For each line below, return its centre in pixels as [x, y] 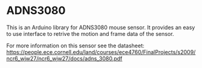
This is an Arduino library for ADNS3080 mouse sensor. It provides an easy [101, 27]
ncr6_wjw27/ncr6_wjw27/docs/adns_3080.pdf [64, 58]
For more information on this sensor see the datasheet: [75, 46]
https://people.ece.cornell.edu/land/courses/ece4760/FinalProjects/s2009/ [101, 52]
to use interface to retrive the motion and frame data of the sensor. [90, 33]
